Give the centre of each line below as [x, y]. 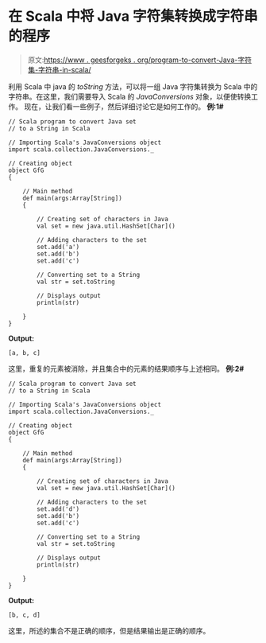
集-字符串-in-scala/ [59, 69]
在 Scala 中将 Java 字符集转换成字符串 [133, 16]
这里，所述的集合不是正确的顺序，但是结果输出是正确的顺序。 [109, 630]
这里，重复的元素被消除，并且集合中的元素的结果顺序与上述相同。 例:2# [126, 368]
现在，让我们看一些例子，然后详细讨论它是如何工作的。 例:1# [123, 106]
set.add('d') [58, 509]
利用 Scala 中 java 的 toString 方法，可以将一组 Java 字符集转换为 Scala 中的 [133, 86]
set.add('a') [58, 247]
